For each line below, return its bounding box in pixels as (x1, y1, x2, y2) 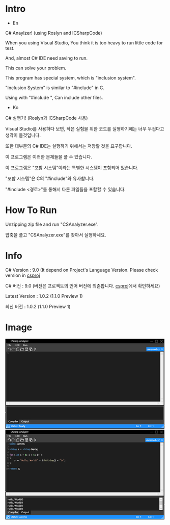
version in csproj (5, 272, 40, 278)
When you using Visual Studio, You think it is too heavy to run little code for (5, 39, 163, 46)
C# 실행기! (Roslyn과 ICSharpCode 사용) (5, 115, 88, 121)
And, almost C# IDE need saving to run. (5, 55, 88, 61)
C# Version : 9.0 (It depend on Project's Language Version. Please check (5, 267, 158, 273)
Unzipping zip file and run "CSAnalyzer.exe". (5, 221, 99, 227)
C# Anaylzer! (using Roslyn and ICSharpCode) (5, 30, 103, 36)
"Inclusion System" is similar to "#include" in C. (5, 85, 105, 91)
